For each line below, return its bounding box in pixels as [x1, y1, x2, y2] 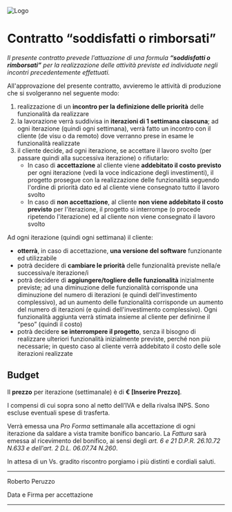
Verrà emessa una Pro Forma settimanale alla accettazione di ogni [7, 421, 195, 430]
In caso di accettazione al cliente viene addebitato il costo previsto [27, 161, 222, 169]
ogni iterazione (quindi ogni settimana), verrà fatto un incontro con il [17, 124, 211, 133]
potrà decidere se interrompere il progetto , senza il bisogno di [17, 327, 196, 335]
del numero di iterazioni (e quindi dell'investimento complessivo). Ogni [17, 305, 217, 314]
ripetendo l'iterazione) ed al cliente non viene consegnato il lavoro [27, 212, 215, 220]
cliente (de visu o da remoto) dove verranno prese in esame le [17, 131, 195, 140]
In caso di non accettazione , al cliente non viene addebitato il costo [27, 198, 224, 206]
